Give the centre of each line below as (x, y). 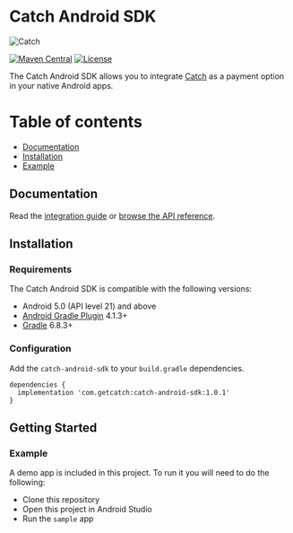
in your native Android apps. (61, 85)
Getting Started (53, 428)
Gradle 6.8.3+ (47, 326)
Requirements (41, 269)
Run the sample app (58, 519)
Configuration (40, 349)
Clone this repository (61, 500)
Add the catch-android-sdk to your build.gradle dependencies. (127, 368)
